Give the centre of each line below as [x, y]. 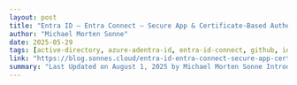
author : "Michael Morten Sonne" [69, 34]
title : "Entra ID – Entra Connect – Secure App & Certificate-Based [138, 26]
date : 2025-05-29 [41, 42]
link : [19, 58]
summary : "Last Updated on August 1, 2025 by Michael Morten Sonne [136, 67]
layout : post [33, 17]
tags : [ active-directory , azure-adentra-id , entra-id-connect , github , [144, 50]
